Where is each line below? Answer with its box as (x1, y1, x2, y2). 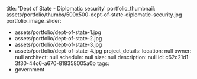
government (14, 66, 45, 73)
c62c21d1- (165, 54, 191, 60)
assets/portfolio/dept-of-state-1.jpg (14, 29, 102, 36)
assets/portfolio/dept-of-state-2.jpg (14, 35, 102, 42)
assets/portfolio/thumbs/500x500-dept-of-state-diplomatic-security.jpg (6, 11, 182, 18)
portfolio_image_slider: (6, 18, 62, 24)
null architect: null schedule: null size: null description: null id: (14, 54, 164, 60)
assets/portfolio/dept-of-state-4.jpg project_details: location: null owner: (14, 47, 192, 54)
